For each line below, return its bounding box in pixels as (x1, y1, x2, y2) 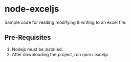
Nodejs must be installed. (11, 46, 63, 52)
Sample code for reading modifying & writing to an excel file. (4, 19, 127, 25)
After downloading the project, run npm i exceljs (11, 51, 109, 57)
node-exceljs (4, 3, 59, 15)
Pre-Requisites (4, 33, 51, 42)
